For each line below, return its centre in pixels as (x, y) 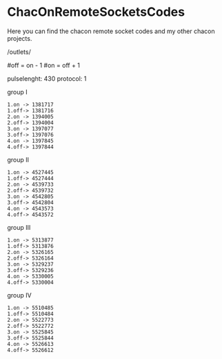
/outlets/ (19, 52)
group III (19, 227)
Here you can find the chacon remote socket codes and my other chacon (111, 31)
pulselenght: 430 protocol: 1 (47, 78)
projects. (20, 38)
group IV (20, 295)
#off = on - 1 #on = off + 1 (44, 65)
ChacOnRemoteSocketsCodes (96, 12)
